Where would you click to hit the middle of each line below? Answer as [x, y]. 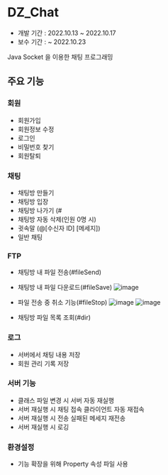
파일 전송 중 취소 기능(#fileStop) [62, 302]
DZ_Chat [33, 12]
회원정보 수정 [36, 129]
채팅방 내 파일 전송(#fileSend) [59, 272]
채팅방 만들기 [36, 192]
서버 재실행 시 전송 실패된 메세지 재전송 [72, 418]
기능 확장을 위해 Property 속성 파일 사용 [73, 464]
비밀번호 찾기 [36, 147]
